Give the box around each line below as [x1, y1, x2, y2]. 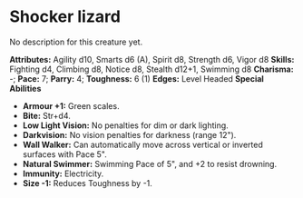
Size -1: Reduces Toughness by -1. [22, 177, 152, 188]
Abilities [9, 83, 42, 94]
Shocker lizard [9, 6, 121, 27]
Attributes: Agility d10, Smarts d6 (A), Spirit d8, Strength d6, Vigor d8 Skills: [9, 54, 295, 64]
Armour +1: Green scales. [22, 100, 120, 111]
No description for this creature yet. [9, 36, 143, 47]
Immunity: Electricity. [22, 168, 104, 179]
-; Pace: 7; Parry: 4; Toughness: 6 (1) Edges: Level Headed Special [9, 73, 265, 84]
